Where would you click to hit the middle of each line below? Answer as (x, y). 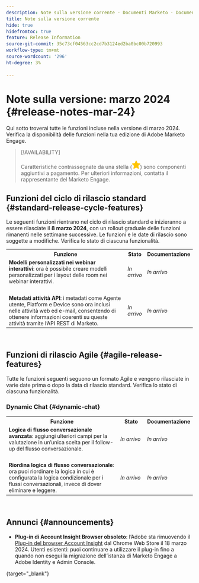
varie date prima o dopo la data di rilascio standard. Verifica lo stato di (92, 385)
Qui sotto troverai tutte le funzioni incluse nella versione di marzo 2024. (93, 128)
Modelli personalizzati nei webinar (52, 262)
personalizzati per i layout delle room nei (58, 275)
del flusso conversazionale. (49, 449)
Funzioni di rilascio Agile (52, 355)
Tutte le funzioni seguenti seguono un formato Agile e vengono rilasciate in (98, 378)
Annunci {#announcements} (60, 523)
